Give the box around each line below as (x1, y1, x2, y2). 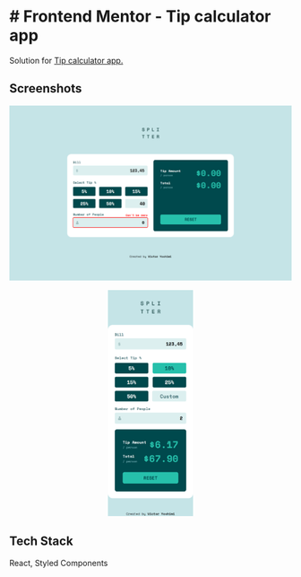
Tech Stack (9, 534, 73, 549)
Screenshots (9, 81, 82, 96)
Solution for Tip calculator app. (9, 55, 124, 66)
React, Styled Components (9, 557, 108, 568)
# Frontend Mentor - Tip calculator (9, 6, 271, 27)
